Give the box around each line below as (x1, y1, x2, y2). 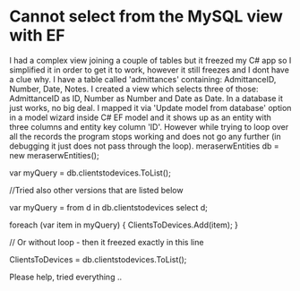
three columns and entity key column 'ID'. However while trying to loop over (9, 121, 289, 132)
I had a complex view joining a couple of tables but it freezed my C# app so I (9, 55, 292, 65)
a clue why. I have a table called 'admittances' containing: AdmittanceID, (9, 73, 277, 84)
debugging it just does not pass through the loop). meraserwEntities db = (9, 141, 279, 151)
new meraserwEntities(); (9, 150, 100, 160)
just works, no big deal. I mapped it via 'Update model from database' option (9, 102, 292, 113)
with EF (9, 25, 65, 46)
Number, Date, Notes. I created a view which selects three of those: (9, 83, 259, 94)
